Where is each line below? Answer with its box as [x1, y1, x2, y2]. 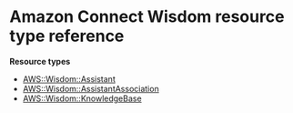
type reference [9, 26, 125, 46]
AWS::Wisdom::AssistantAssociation [22, 83, 159, 94]
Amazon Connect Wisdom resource [9, 6, 285, 27]
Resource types [9, 56, 71, 67]
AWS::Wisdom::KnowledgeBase [22, 93, 143, 104]
